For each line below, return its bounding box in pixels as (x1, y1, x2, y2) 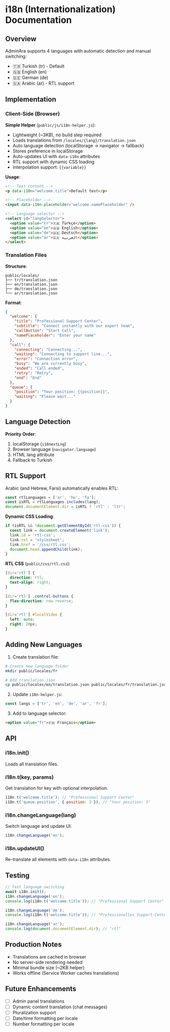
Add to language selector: (12, 710, 67, 716)
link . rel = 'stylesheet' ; (10, 537, 65, 543)
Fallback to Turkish (12, 457, 52, 463)
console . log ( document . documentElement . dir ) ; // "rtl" (5, 926, 121, 932)
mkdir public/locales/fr (5, 668, 58, 673)
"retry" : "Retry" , (14, 370, 53, 375)
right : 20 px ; (10, 622, 37, 627)
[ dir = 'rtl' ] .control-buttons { (5, 594, 73, 599)
